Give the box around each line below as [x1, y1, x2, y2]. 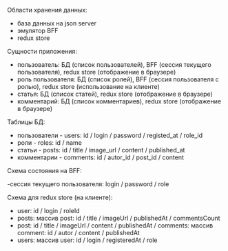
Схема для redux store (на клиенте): [7, 193, 113, 201]
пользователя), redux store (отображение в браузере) [17, 68, 176, 76]
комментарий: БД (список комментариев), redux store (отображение [17, 97, 222, 106]
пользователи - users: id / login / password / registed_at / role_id [17, 131, 203, 139]
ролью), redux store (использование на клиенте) [17, 83, 160, 90]
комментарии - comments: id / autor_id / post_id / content [17, 153, 185, 161]
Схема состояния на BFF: [7, 167, 83, 174]
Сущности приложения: [7, 48, 78, 55]
